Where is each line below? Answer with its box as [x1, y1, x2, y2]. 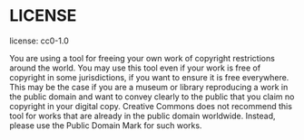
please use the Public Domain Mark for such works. [9, 119, 202, 131]
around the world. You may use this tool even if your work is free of [9, 62, 261, 73]
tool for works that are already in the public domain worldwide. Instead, [9, 110, 276, 121]
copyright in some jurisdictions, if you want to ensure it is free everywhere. [9, 71, 289, 82]
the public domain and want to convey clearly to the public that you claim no [9, 91, 295, 102]
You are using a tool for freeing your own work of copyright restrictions [9, 52, 275, 63]
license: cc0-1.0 [9, 35, 70, 46]
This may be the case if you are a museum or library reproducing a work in [9, 81, 289, 92]
